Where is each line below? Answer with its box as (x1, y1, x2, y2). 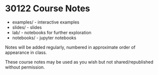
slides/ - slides (12, 24, 42, 30)
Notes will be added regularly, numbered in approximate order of (5, 44, 135, 50)
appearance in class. (5, 50, 47, 55)
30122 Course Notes (5, 3, 90, 14)
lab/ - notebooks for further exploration (12, 29, 91, 35)
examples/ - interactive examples (12, 19, 80, 25)
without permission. (5, 64, 45, 70)
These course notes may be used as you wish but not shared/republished (5, 59, 154, 65)
